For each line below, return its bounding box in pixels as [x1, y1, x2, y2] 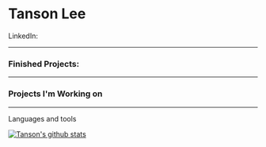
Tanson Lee [8, 5, 86, 23]
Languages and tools [8, 114, 77, 123]
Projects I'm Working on [8, 88, 103, 99]
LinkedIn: [8, 31, 38, 41]
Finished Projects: [8, 58, 80, 69]
